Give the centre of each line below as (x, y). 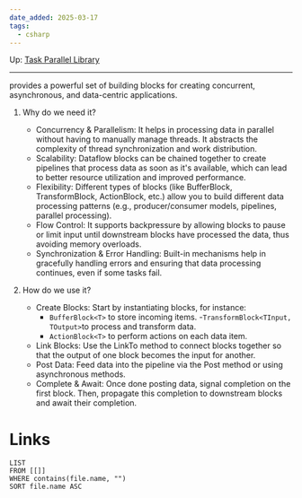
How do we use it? (57, 290)
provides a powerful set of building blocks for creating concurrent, (133, 85)
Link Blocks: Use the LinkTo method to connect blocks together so (158, 345)
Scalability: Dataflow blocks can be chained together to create (151, 159)
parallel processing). (74, 215)
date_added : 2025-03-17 (54, 17)
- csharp (34, 34)
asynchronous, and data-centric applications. (93, 95)
